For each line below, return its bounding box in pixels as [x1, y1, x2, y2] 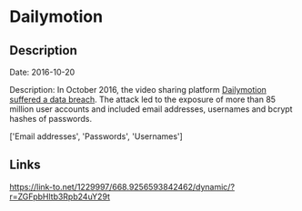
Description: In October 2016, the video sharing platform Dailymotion [9, 85, 267, 95]
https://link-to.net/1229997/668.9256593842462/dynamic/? [9, 181, 235, 192]
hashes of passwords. [9, 114, 93, 124]
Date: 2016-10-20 [9, 66, 75, 77]
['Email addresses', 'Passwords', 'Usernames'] [9, 131, 184, 142]
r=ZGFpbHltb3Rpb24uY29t [9, 191, 111, 202]
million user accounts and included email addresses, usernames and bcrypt [9, 104, 293, 115]
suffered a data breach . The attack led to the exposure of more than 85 [9, 94, 276, 105]
